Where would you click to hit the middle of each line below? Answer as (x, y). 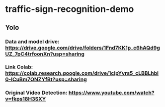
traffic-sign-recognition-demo (70, 9)
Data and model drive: (32, 42)
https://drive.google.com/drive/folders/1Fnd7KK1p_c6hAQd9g (83, 48)
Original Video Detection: (37, 93)
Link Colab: (19, 67)
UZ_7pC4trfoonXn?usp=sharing (45, 54)
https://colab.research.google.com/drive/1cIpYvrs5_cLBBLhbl (82, 73)
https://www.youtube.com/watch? (112, 93)
